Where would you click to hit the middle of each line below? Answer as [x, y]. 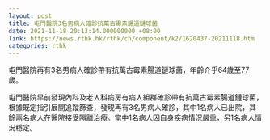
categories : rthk [38, 46]
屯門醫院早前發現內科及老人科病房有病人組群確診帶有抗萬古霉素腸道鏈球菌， [136, 97]
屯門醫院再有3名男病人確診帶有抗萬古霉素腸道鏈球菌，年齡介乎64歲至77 [129, 70]
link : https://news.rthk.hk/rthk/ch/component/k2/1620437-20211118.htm [131, 38]
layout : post [30, 16]
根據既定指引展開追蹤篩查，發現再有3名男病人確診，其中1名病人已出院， [129, 108]
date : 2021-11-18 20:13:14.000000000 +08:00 [84, 31]
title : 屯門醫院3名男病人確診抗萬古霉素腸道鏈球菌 [83, 23]
